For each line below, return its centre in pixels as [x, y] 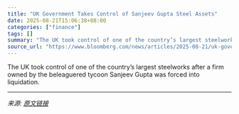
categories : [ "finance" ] [44, 27]
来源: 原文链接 [28, 103]
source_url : [25, 47]
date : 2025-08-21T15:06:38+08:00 [57, 21]
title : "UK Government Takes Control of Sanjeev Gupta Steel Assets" [113, 14]
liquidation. [24, 82]
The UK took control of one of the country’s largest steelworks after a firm [116, 67]
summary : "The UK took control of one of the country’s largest [105, 40]
